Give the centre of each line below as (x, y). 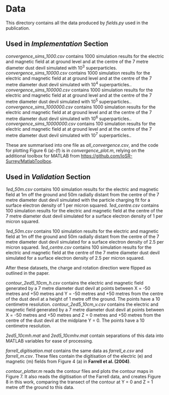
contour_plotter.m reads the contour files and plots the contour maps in (79, 371)
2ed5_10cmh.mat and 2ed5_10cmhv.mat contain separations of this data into (85, 335)
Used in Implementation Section (57, 44)
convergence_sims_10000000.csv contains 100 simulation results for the (81, 124)
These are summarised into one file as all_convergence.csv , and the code (82, 145)
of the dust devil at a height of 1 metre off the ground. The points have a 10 (83, 299)
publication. (18, 28)
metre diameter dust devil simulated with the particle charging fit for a (78, 200)
